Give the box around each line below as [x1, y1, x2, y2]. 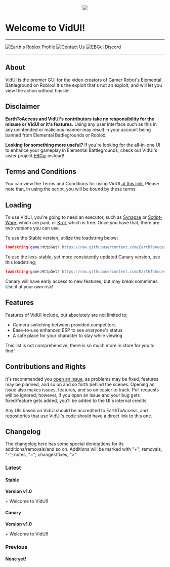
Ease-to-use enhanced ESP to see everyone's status [12, 327, 123, 333]
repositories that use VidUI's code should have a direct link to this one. [5, 413, 153, 419]
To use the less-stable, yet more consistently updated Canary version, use [5, 254, 160, 260]
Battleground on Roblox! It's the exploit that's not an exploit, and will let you [5, 82, 162, 88]
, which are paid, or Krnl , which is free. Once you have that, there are [16, 220, 160, 226]
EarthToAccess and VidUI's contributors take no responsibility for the [5, 116, 155, 122]
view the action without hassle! [5, 87, 70, 93]
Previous [5, 543, 28, 550]
